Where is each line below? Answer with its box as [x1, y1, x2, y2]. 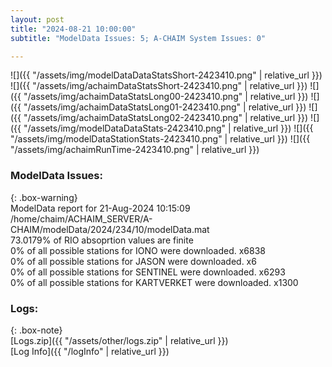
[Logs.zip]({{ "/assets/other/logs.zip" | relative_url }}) [10, 334, 229, 346]
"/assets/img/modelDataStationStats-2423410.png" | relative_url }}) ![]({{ [10, 133, 311, 145]
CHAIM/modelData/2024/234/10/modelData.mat [10, 223, 210, 235]
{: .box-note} [10, 324, 63, 336]
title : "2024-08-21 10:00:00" [10, 24, 137, 34]
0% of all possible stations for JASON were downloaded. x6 [10, 255, 257, 267]
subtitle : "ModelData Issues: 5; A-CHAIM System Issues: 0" [10, 33, 267, 43]
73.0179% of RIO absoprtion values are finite [10, 234, 194, 246]
